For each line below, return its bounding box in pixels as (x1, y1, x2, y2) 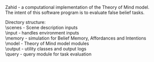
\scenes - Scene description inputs (5, 24, 78, 30)
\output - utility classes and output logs (5, 46, 87, 51)
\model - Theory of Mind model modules (5, 40, 89, 46)
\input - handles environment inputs (5, 30, 79, 35)
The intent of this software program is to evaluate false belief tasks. (5, 9, 144, 15)
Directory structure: (5, 19, 46, 25)
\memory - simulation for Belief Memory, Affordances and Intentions (5, 35, 146, 41)
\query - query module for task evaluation (5, 51, 92, 57)
